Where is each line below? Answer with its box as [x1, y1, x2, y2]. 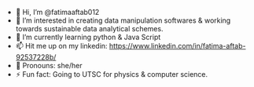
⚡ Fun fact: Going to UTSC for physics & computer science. [15, 70, 208, 78]
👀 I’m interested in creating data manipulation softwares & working [15, 16, 231, 25]
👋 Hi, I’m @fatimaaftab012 [15, 8, 100, 16]
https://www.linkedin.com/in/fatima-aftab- [109, 42, 246, 50]
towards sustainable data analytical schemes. [15, 24, 164, 33]
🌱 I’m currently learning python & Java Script [15, 32, 161, 42]
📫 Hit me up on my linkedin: [15, 42, 108, 50]
